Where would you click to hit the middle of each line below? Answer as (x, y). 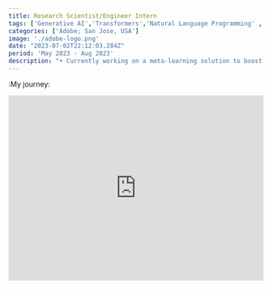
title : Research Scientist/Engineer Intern (83, 16)
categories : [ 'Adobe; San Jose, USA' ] (74, 31)
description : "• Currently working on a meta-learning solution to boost (136, 62)
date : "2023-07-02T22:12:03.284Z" (67, 46)
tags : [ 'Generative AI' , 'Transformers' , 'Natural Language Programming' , (136, 23)
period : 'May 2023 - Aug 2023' (61, 53)
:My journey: (30, 84)
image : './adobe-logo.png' (54, 38)
